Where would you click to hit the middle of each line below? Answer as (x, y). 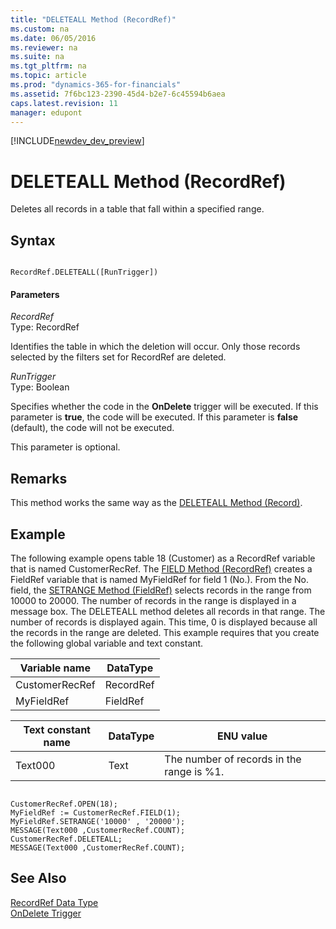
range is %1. (194, 771)
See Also (38, 878)
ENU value (242, 736)
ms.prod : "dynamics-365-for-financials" (96, 85)
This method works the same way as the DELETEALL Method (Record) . (156, 503)
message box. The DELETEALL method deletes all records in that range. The (168, 611)
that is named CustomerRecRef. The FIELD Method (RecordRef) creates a (161, 568)
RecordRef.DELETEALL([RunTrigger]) (84, 272)
